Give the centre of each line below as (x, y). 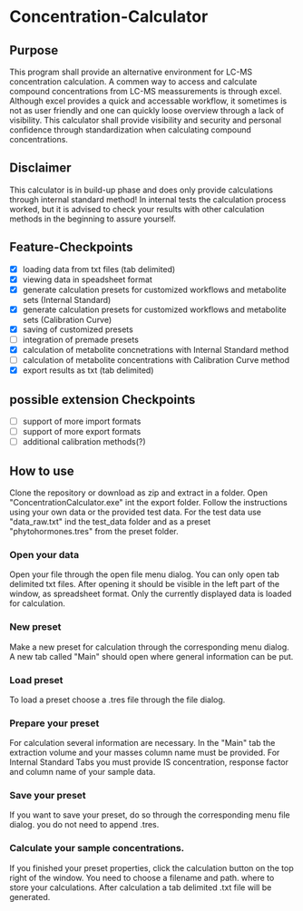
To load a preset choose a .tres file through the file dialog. (117, 700)
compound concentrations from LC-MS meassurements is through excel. (146, 91)
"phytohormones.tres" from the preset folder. (94, 531)
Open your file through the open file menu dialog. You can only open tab (144, 574)
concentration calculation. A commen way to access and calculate (133, 82)
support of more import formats (82, 421)
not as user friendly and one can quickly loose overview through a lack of (147, 110)
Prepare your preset (54, 723)
